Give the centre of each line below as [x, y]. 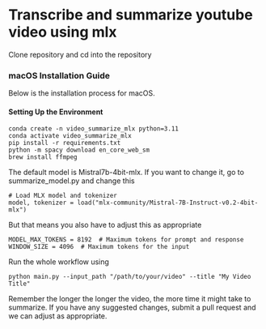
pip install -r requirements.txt [65, 143]
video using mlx [63, 32]
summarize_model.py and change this [72, 181]
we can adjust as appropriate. [58, 316]
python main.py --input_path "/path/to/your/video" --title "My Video [130, 277]
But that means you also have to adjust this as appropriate [105, 225]
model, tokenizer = [41, 203]
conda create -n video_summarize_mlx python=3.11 [94, 129]
